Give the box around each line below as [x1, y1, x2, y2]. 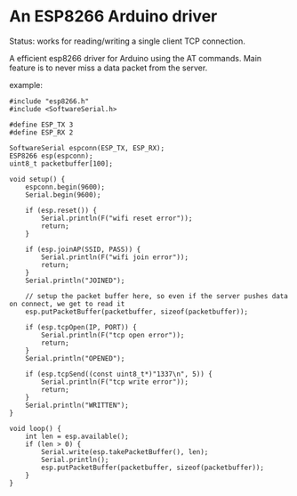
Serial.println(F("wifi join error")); [41, 252, 189, 262]
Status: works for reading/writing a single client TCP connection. [9, 36, 246, 46]
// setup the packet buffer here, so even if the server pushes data [25, 291, 289, 300]
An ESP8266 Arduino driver [9, 6, 218, 27]
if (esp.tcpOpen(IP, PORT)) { [25, 322, 138, 331]
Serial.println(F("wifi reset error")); [41, 214, 193, 223]
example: [9, 79, 43, 90]
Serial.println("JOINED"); [25, 276, 125, 285]
